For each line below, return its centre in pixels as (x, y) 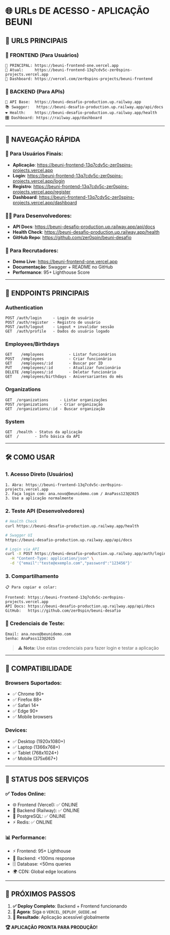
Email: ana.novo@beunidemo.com (38, 634)
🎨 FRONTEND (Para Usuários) (42, 55)
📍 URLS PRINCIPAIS (36, 41)
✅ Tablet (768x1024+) (36, 753)
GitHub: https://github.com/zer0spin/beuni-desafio (63, 611)
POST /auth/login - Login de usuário (50, 318)
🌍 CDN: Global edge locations (45, 871)
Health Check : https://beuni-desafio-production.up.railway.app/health (86, 232)
